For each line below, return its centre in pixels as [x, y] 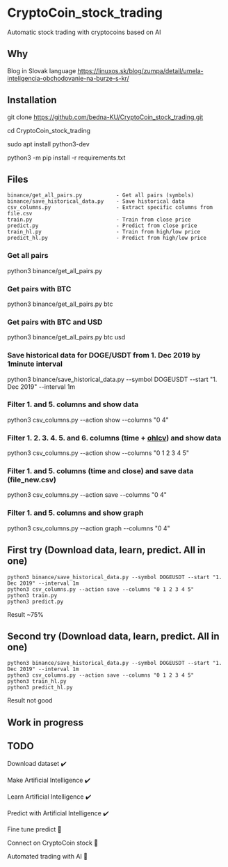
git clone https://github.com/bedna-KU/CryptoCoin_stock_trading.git [105, 117]
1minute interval [35, 364]
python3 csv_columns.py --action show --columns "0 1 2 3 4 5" [98, 453]
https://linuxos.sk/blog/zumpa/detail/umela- [140, 70]
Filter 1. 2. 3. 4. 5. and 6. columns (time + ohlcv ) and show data [114, 438]
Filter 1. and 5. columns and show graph [75, 513]
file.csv [20, 214]
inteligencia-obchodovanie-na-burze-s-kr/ [68, 78]
